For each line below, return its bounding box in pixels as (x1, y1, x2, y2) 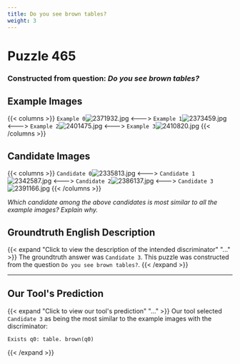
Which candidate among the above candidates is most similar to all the (7, 198, 218, 207)
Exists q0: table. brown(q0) (7, 335, 94, 343)
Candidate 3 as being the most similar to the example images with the (7, 314, 212, 323)
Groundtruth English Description (7, 226, 156, 238)
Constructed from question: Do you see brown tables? (7, 73, 200, 83)
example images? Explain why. (7, 206, 99, 214)
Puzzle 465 (7, 48, 76, 64)
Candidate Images (7, 150, 91, 162)
